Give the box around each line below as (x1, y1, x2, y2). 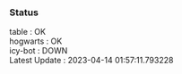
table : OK (9, 27, 47, 37)
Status (9, 6, 39, 19)
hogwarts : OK (9, 36, 63, 46)
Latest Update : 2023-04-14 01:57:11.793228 (9, 55, 174, 66)
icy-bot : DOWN (9, 45, 68, 56)
